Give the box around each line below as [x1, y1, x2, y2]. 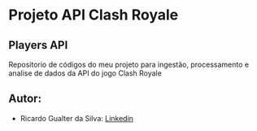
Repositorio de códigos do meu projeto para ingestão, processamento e [8, 59, 250, 69]
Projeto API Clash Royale [8, 6, 179, 24]
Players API [8, 38, 68, 52]
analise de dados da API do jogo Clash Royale [8, 68, 163, 78]
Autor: [8, 92, 42, 106]
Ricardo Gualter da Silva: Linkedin [20, 113, 134, 123]
